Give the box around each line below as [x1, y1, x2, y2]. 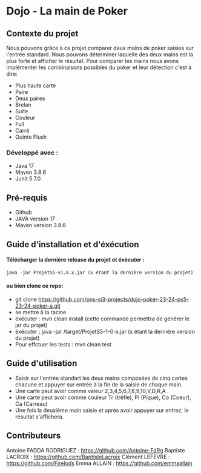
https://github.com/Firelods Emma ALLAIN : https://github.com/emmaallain [6, 459, 193, 467]
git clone [15, 296, 38, 303]
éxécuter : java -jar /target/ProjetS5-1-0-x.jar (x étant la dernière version [15, 328, 196, 335]
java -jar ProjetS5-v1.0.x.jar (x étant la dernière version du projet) [6, 270, 194, 276]
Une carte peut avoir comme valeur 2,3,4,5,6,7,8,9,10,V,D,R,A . [15, 387, 169, 394]
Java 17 [15, 162, 35, 170]
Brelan [15, 101, 31, 108]
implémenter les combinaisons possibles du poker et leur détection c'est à [6, 64, 192, 71]
